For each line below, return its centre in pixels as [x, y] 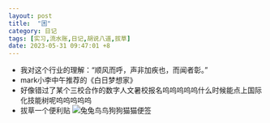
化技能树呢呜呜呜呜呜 [56, 100]
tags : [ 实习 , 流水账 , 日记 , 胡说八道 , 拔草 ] [70, 38]
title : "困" [30, 23]
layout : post [30, 16]
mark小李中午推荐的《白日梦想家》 [79, 80]
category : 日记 [33, 31]
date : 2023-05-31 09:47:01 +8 [60, 46]
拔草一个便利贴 [45, 111]
